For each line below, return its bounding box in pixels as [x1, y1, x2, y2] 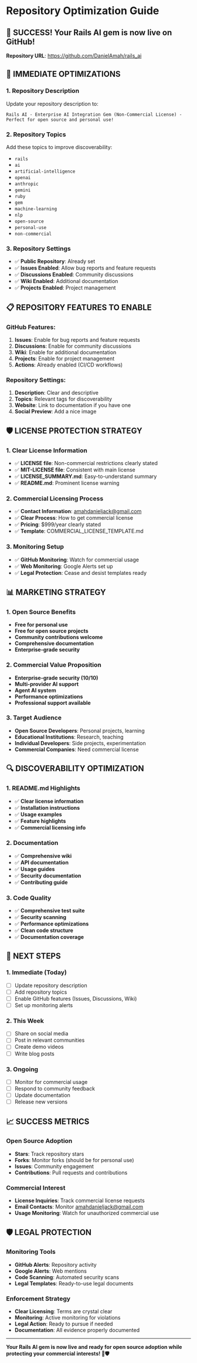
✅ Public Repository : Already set [14, 258, 96, 265]
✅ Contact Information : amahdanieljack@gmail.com [14, 508, 142, 515]
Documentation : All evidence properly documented [14, 1327, 140, 1334]
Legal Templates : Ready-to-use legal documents [14, 1280, 134, 1287]
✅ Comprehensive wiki [14, 852, 72, 859]
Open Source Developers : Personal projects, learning [14, 727, 145, 734]
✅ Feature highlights [14, 817, 66, 824]
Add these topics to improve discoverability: [6, 143, 113, 150]
